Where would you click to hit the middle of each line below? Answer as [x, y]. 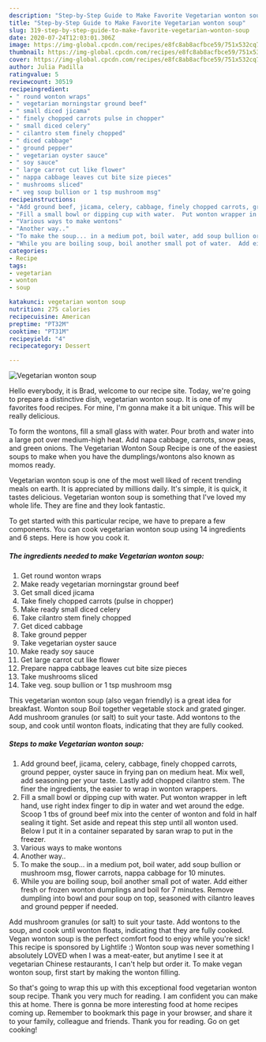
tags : [18, 266]
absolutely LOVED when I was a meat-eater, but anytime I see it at [116, 956]
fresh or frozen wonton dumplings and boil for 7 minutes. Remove [127, 890]
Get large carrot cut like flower [70, 660]
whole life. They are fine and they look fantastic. [87, 506]
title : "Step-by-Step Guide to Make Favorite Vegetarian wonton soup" [127, 23]
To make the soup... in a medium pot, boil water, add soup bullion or [131, 865]
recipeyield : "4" [37, 339]
